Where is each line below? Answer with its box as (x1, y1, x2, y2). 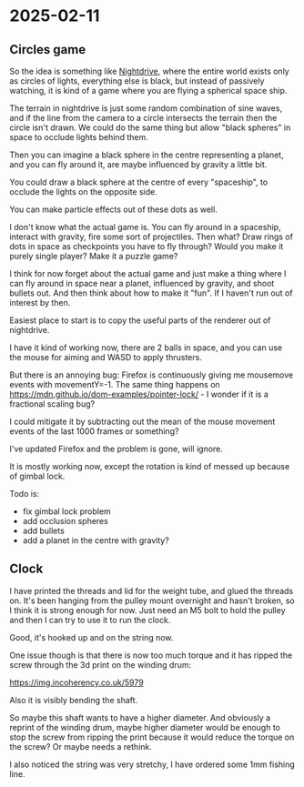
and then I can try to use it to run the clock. (9, 614, 171, 625)
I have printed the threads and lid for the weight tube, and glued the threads (9, 585, 294, 596)
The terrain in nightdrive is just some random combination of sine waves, (9, 103, 283, 114)
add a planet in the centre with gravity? (22, 535, 170, 546)
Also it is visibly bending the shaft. (9, 694, 138, 705)
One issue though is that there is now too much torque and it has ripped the (9, 650, 293, 661)
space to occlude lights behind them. (9, 132, 148, 142)
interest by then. (9, 298, 71, 308)
